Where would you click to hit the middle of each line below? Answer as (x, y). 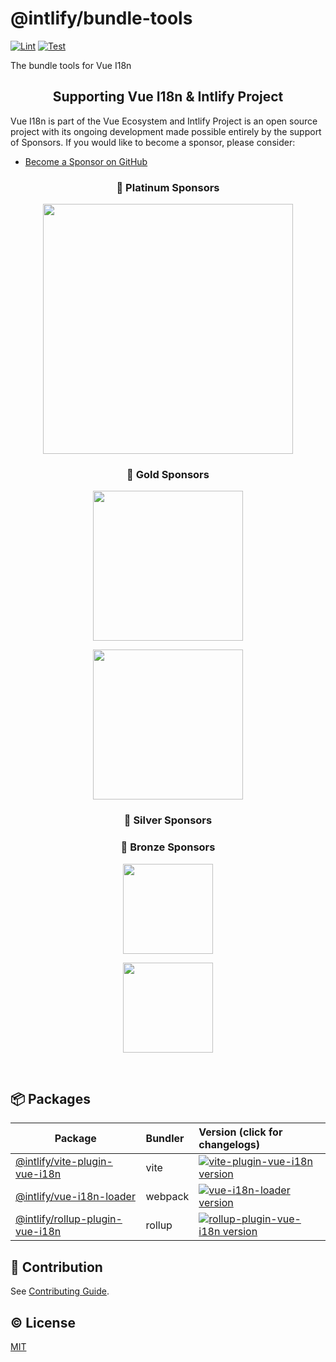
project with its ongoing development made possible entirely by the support (166, 131)
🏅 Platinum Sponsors (168, 187)
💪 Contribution (56, 1267)
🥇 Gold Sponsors (168, 474)
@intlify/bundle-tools (101, 18)
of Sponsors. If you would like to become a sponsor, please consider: (153, 142)
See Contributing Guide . (60, 1291)
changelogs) (229, 1145)
